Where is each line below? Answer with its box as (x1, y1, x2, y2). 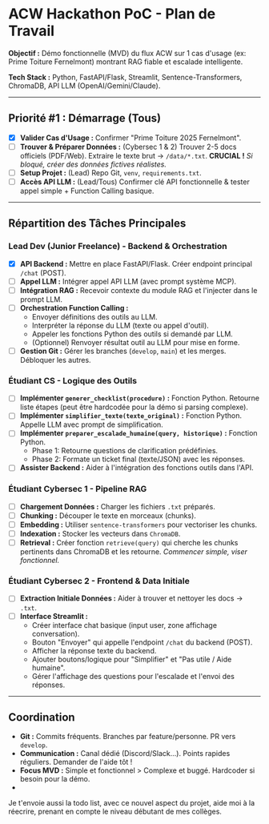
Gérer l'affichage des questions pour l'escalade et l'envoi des (31, 671, 235, 681)
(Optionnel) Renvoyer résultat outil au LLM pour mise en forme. (31, 337, 240, 347)
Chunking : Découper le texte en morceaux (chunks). (19, 510, 196, 521)
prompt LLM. (19, 294, 62, 304)
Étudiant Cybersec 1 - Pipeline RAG (8, 484, 147, 495)
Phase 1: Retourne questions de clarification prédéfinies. (31, 446, 219, 456)
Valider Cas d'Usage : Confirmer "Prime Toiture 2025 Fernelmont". (19, 133, 242, 143)
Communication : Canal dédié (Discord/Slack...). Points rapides (19, 749, 231, 758)
